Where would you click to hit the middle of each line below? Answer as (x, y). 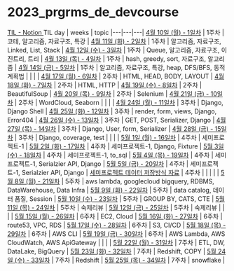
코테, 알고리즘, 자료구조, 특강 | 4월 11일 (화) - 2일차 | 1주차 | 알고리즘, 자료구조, (115, 41)
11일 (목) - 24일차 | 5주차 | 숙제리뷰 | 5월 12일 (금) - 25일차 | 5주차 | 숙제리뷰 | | (116, 207)
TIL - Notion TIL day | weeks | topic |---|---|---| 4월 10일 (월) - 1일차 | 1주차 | (116, 32)
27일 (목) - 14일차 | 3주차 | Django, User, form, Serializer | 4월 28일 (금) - (110, 128)
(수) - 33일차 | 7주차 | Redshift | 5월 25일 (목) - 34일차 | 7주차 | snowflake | (120, 260)
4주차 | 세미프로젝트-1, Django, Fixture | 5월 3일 (157, 146)
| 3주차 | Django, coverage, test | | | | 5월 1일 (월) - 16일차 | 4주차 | (108, 137)
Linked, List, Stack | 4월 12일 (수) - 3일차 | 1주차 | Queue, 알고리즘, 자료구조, (113, 50)
